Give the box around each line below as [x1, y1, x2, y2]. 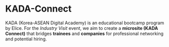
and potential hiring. [5, 36, 47, 42]
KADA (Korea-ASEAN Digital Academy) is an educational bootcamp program [5, 20, 164, 26]
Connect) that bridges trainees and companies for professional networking [5, 30, 163, 36]
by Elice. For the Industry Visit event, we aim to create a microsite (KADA [5, 25, 158, 31]
